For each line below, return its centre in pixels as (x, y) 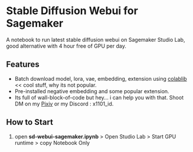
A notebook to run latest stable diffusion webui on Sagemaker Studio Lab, (96, 39)
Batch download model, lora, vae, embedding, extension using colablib (101, 78)
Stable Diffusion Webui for (72, 11)
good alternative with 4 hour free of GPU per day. (66, 46)
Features (23, 65)
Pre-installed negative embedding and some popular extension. (92, 91)
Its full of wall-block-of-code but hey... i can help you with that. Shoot (99, 97)
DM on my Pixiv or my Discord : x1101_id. (64, 104)
